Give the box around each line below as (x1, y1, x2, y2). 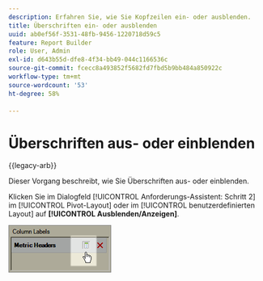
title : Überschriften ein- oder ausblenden (8, 21, 158, 30)
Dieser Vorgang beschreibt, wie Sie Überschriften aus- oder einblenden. (8, 176, 249, 186)
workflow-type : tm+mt (8, 73, 82, 81)
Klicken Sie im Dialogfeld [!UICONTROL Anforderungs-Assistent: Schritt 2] (8, 192, 257, 202)
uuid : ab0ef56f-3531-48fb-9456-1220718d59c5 (8, 30, 161, 38)
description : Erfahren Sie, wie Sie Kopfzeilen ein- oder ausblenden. (8, 13, 252, 21)
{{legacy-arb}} (8, 161, 57, 170)
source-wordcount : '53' (8, 81, 89, 89)
